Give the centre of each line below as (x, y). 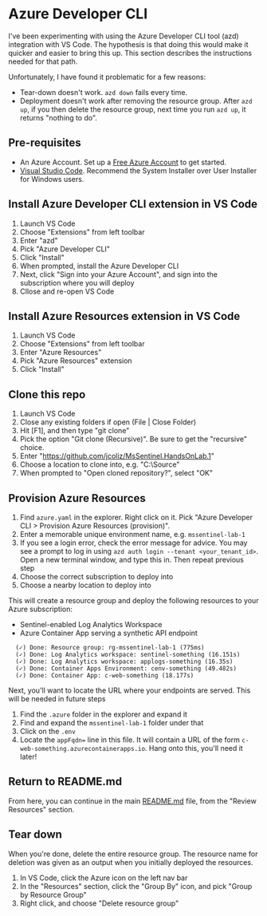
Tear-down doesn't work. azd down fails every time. (104, 92)
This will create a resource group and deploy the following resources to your (133, 600)
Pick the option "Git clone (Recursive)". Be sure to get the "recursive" (133, 439)
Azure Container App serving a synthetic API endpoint (108, 633)
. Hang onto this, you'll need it (194, 748)
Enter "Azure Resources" (61, 353)
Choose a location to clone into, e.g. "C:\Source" (100, 464)
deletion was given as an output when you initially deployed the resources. (131, 862)
